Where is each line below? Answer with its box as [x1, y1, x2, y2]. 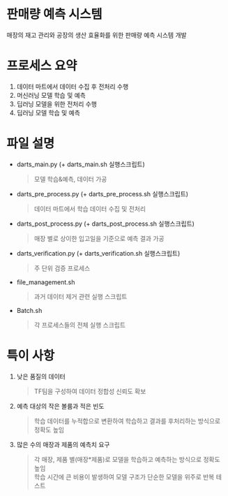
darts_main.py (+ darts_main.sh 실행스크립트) [16, 160, 146, 168]
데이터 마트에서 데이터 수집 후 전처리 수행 [16, 82, 129, 91]
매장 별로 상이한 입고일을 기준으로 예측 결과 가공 [33, 234, 165, 242]
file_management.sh [16, 277, 75, 286]
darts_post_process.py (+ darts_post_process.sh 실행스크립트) [16, 219, 195, 228]
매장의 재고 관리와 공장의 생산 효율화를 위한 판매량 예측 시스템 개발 [6, 31, 187, 39]
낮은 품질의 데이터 [16, 372, 66, 381]
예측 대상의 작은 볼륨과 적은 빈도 [16, 402, 105, 410]
